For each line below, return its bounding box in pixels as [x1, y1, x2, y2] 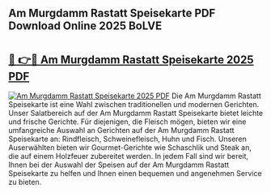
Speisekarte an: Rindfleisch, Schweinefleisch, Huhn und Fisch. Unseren [8, 134, 247, 144]
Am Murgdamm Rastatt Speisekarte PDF [8, 6, 216, 20]
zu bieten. [8, 178, 42, 187]
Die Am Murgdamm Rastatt [171, 91, 261, 101]
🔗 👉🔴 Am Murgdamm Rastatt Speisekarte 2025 [8, 53, 254, 66]
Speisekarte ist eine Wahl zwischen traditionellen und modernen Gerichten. [8, 100, 260, 109]
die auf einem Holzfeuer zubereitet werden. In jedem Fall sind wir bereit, [8, 152, 249, 161]
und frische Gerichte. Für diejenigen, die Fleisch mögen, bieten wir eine [8, 117, 247, 127]
